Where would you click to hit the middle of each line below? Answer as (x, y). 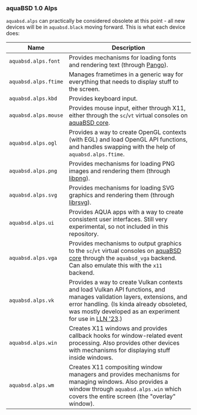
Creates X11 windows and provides (118, 328)
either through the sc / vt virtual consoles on (128, 115)
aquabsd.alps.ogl (33, 143)
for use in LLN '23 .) (96, 319)
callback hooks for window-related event (126, 336)
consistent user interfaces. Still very (118, 219)
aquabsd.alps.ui (32, 223)
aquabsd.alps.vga (33, 258)
